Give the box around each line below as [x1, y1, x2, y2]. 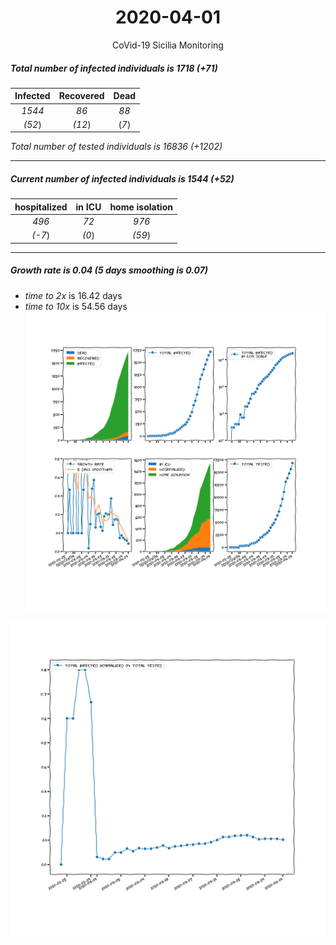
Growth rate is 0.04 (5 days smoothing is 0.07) [10, 264, 209, 276]
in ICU [75, 201, 102, 213]
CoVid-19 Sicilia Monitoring [112, 39, 224, 51]
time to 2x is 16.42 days [24, 289, 123, 301]
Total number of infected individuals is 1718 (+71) [10, 62, 218, 74]
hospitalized [14, 201, 68, 213]
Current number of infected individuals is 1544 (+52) [10, 173, 235, 185]
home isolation [109, 201, 173, 213]
